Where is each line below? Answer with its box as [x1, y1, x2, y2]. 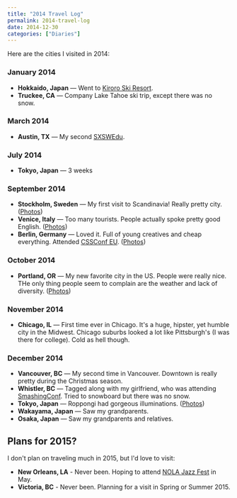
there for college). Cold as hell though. [17, 336, 130, 344]
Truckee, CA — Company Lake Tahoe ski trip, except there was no [17, 91, 212, 99]
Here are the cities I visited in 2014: [7, 50, 110, 58]
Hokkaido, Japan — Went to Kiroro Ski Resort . [17, 83, 154, 92]
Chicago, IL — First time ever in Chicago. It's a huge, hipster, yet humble [17, 321, 230, 329]
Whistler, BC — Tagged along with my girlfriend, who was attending [17, 384, 217, 393]
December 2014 [7, 353, 64, 363]
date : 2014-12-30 [7, 23, 59, 31]
